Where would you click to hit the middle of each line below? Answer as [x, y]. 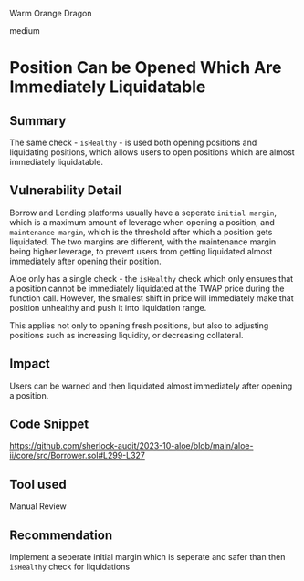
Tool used [38, 484]
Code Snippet [49, 425]
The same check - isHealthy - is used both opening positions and [133, 142]
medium [25, 31]
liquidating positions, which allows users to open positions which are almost [152, 152]
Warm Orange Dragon [51, 13]
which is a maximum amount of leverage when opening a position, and [142, 222]
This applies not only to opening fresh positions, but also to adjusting [139, 325]
